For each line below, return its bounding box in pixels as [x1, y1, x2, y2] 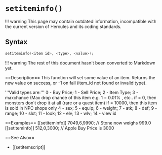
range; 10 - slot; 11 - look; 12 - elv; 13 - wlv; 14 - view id [5, 110, 117, 116]
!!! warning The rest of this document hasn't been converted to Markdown [5, 60, 156, 65]
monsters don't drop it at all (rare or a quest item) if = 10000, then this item [5, 100, 157, 106]
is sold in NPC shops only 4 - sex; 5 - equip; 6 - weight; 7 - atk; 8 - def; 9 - [5, 105, 157, 111]
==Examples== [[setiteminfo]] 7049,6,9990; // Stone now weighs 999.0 [5, 120, 152, 125]
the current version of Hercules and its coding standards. [5, 24, 121, 30]
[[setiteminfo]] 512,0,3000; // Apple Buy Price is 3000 [5, 125, 115, 131]
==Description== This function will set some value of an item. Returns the [5, 74, 156, 80]
